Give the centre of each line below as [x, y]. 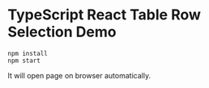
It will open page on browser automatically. [79, 75]
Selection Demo [62, 32]
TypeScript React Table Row [104, 15]
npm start [24, 61]
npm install [28, 53]
